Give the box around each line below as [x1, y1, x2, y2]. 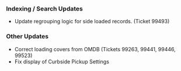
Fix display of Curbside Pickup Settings [14, 58, 110, 65]
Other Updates [6, 33, 48, 41]
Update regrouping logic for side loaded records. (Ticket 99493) [14, 18, 170, 25]
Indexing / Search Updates [6, 5, 83, 13]
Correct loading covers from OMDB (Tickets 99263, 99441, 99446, [14, 45, 176, 52]
